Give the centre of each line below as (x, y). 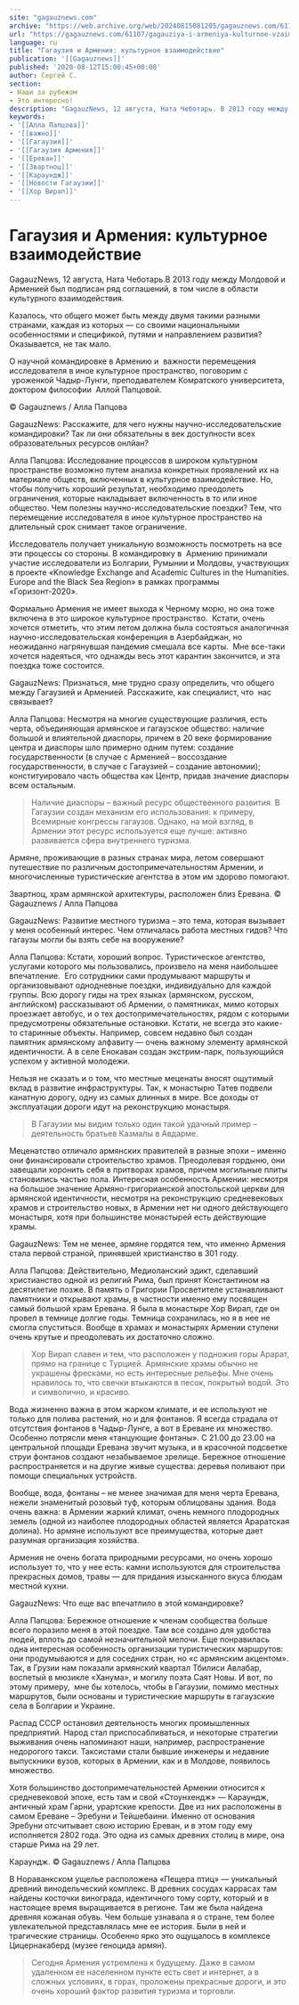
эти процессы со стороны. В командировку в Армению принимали (138, 553)
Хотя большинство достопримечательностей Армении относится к (137, 1787)
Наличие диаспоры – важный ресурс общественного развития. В (155, 802)
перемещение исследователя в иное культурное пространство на (136, 517)
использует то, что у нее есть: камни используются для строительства (145, 1566)
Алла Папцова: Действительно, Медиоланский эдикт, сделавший (133, 1270)
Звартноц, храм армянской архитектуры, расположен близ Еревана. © (145, 893)
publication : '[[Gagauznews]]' (67, 59)
